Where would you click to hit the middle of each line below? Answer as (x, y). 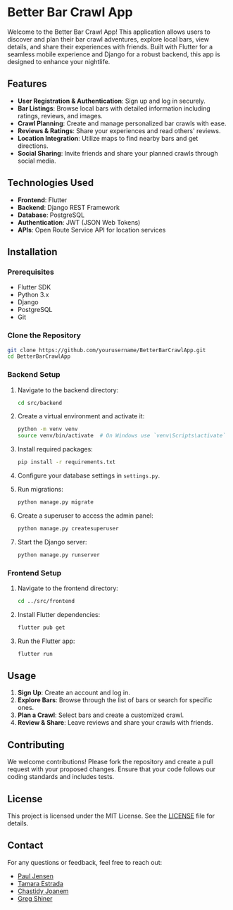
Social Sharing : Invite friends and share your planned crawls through (118, 153)
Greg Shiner (35, 898)
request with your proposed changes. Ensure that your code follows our (112, 769)
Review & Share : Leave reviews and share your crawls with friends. (115, 723)
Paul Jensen (36, 876)
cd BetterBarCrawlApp (39, 356)
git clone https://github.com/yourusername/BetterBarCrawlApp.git (107, 350)
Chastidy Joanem (43, 891)
